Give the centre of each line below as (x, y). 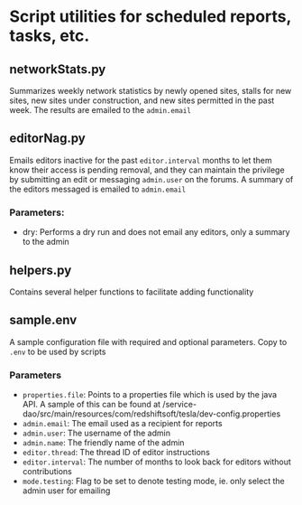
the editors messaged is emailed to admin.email (98, 189)
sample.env (43, 320)
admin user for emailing (66, 491)
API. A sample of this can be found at (91, 405)
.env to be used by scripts (58, 351)
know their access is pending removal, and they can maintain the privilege (147, 170)
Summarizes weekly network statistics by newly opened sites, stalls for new (151, 91)
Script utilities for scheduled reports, (150, 17)
